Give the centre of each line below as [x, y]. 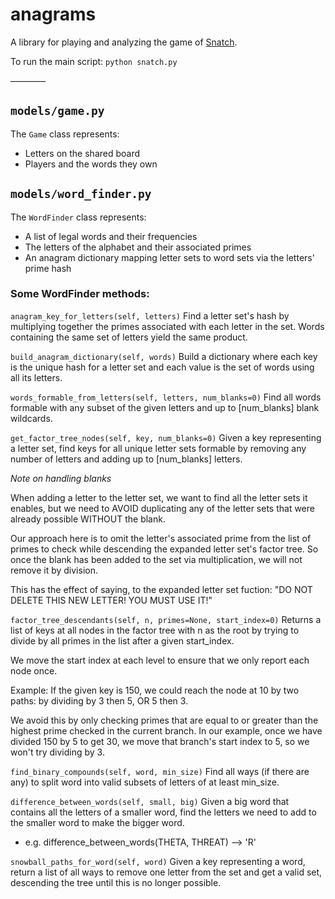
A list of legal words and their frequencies [111, 236]
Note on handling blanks [61, 478]
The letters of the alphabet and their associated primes [138, 247]
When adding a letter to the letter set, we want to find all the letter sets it [159, 497]
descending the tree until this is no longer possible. [116, 882]
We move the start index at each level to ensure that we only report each [160, 660]
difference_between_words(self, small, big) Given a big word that [150, 801]
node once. [34, 670]
